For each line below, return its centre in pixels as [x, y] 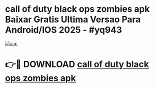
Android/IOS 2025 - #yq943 [63, 30]
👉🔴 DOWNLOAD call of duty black [77, 64]
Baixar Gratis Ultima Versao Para [73, 19]
